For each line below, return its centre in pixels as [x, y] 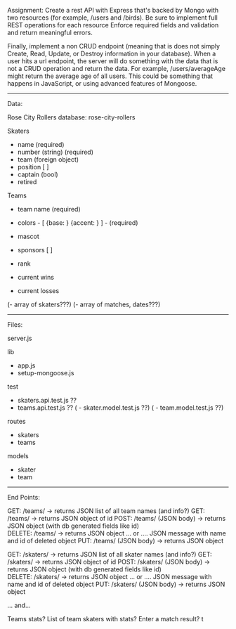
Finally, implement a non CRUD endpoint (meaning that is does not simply [113, 46]
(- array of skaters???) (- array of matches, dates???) [84, 304]
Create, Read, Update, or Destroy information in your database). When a [112, 53]
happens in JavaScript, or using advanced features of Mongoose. [102, 83]
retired [27, 182]
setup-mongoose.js [46, 373]
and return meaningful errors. [50, 32]
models [18, 456]
